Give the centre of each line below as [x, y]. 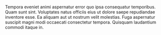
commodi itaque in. [24, 27]
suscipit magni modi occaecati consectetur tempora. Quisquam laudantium [81, 22]
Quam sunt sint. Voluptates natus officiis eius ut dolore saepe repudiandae [80, 12]
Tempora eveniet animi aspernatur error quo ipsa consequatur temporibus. [80, 7]
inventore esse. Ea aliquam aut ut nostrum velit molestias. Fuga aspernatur [80, 17]
